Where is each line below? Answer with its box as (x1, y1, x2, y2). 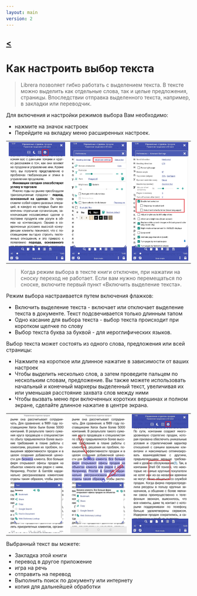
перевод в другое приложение (14, 558, 92, 565)
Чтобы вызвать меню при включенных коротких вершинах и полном (14, 395, 188, 402)
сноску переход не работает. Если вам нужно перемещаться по (20, 274, 183, 282)
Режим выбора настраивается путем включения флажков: (6, 292, 154, 299)
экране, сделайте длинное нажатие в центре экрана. (14, 401, 148, 409)
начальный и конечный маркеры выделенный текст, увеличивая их (14, 383, 184, 390)
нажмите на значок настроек (14, 122, 89, 130)
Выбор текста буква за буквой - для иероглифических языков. (14, 329, 172, 336)
